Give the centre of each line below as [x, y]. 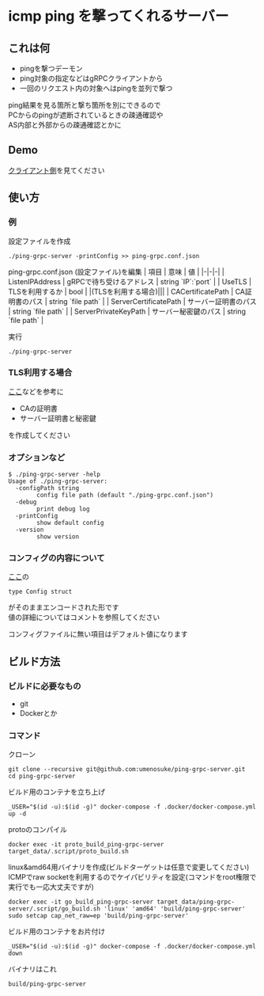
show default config [70, 523]
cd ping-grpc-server [42, 777]
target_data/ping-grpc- [196, 902]
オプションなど [37, 458]
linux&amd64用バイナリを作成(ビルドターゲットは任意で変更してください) [129, 867]
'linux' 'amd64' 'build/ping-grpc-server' [175, 909]
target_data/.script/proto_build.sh [68, 852]
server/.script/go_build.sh [55, 909]
